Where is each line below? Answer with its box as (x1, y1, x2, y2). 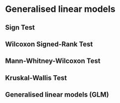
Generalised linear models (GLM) (5, 91, 109, 99)
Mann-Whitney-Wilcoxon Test (5, 57, 101, 65)
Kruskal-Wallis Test (5, 73, 67, 82)
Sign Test (5, 23, 35, 32)
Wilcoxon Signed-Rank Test (5, 40, 93, 48)
